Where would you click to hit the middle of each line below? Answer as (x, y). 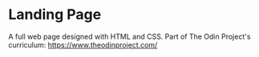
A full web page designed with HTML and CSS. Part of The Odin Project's (129, 36)
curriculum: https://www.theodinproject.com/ (83, 44)
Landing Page (55, 15)
